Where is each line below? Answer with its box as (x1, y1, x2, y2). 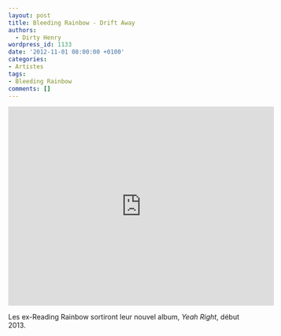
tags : (8, 70, 26, 78)
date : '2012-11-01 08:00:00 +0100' (8, 48, 125, 56)
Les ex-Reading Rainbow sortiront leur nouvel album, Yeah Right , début (8, 312, 240, 322)
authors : (8, 26, 37, 34)
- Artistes (8, 63, 44, 71)
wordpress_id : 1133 (8, 41, 72, 49)
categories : (8, 56, 47, 64)
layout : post (8, 11, 51, 20)
